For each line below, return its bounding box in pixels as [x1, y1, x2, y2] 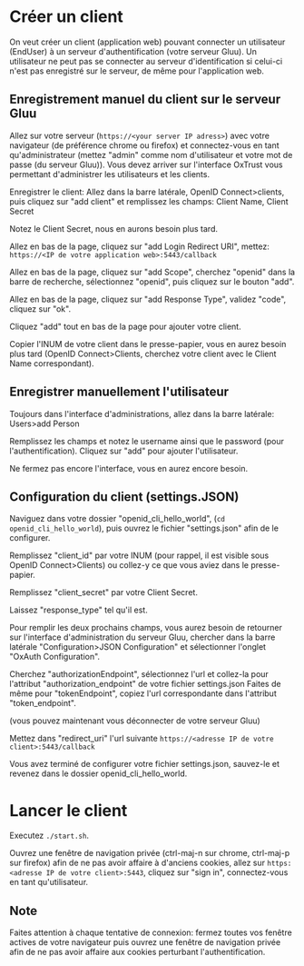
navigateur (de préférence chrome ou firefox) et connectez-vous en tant [9, 139, 279, 151]
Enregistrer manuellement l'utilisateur [9, 384, 230, 400]
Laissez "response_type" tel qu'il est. [9, 604, 148, 615]
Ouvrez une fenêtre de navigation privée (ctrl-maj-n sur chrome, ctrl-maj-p [9, 848, 290, 859]
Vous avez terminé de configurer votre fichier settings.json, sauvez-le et [9, 759, 279, 770]
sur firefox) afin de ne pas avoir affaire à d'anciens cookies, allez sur [9, 857, 266, 869]
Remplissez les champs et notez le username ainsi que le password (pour [9, 435, 284, 446]
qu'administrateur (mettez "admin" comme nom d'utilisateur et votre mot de [9, 149, 293, 160]
